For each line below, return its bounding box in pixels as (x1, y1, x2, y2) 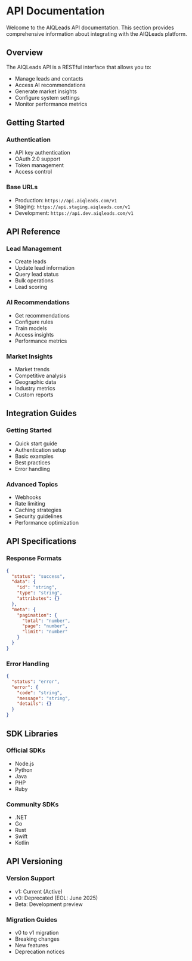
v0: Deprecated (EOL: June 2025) (14, 894, 98, 901)
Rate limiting (14, 500, 46, 507)
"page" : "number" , (21, 623, 68, 629)
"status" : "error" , (11, 679, 60, 685)
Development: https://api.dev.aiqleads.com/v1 (14, 209, 134, 216)
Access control (14, 168, 52, 175)
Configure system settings (14, 94, 80, 101)
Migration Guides (6, 915, 58, 923)
